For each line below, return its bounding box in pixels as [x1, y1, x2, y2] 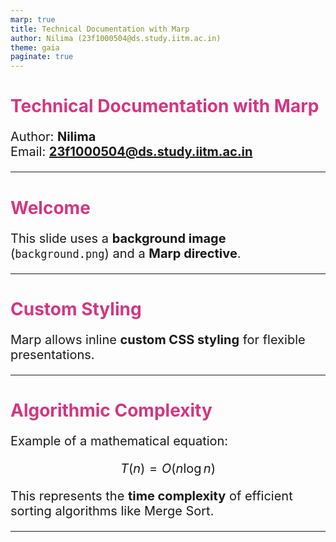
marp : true [10, 14, 56, 25]
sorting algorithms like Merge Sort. [10, 502, 215, 519]
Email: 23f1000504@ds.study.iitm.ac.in [10, 144, 253, 160]
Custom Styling [10, 297, 142, 320]
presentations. [10, 346, 95, 363]
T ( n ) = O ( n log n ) [120, 460, 216, 476]
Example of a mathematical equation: [10, 432, 229, 449]
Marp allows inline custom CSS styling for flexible [10, 331, 306, 348]
